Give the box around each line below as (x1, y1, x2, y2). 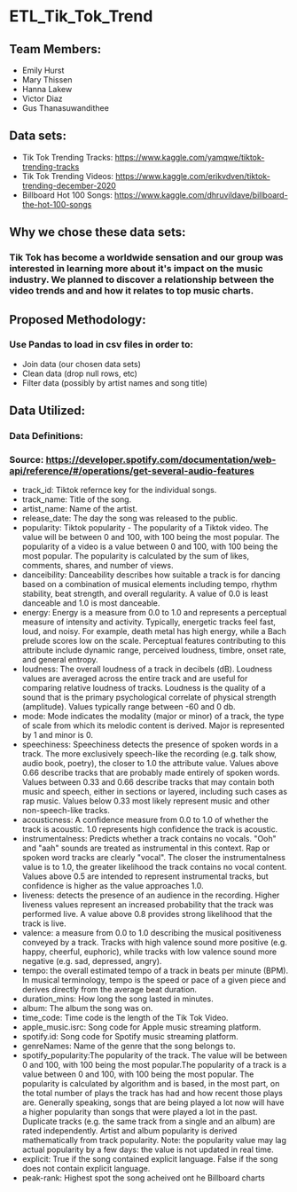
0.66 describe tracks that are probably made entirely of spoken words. (21, 767, 281, 778)
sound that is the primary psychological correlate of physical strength (21, 692, 277, 702)
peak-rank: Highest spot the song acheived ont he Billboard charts (21, 1172, 266, 1183)
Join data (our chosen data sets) (21, 358, 142, 369)
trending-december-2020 (21, 180, 117, 191)
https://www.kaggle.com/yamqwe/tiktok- (114, 152, 265, 162)
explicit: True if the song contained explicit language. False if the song (21, 1154, 278, 1165)
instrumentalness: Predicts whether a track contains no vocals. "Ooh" (21, 834, 277, 844)
